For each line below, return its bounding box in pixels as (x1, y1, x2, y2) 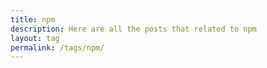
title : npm (10, 14, 56, 25)
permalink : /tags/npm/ (10, 42, 105, 53)
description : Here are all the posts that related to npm (10, 24, 257, 34)
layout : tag (10, 33, 60, 43)
